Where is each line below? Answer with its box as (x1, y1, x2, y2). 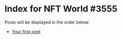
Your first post (11, 28, 41, 34)
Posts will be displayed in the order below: (4, 19, 90, 25)
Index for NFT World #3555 (4, 3, 118, 14)
